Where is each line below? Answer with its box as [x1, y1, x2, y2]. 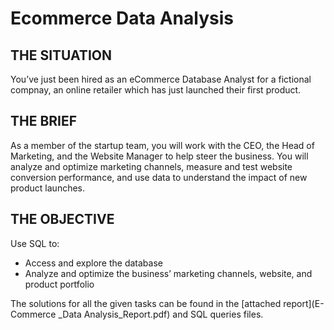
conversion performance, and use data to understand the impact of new [10, 171, 308, 183]
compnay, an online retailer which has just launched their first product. [10, 84, 302, 96]
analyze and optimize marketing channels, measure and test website [10, 160, 293, 172]
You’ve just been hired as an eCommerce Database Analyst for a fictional [10, 73, 312, 85]
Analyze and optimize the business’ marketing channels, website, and [24, 267, 313, 279]
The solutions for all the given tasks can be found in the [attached [10, 297, 282, 309]
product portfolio [24, 278, 95, 290]
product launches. [10, 182, 86, 194]
